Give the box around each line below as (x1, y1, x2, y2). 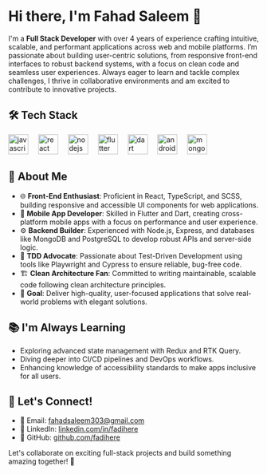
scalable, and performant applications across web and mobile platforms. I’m (8, 41, 257, 51)
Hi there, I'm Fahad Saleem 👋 (8, 7, 202, 26)
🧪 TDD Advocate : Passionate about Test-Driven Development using (19, 251, 243, 260)
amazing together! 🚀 (8, 456, 75, 466)
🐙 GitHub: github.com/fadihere (19, 433, 121, 442)
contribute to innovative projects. (8, 84, 117, 94)
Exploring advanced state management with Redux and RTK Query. (19, 346, 241, 356)
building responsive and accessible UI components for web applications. (19, 199, 259, 210)
